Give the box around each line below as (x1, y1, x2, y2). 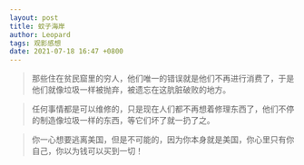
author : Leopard (9, 30, 71, 39)
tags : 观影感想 (9, 38, 62, 48)
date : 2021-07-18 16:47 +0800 (9, 47, 124, 56)
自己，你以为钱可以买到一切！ (31, 146, 143, 157)
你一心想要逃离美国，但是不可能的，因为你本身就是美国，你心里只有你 (31, 134, 295, 145)
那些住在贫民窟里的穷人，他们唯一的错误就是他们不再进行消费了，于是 (31, 73, 295, 84)
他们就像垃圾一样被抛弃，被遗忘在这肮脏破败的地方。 (31, 84, 231, 95)
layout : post (9, 13, 59, 23)
